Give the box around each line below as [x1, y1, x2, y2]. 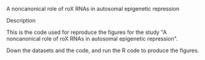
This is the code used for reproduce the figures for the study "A [6, 28, 167, 36]
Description [6, 17, 36, 24]
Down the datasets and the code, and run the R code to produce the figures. [6, 47, 199, 54]
